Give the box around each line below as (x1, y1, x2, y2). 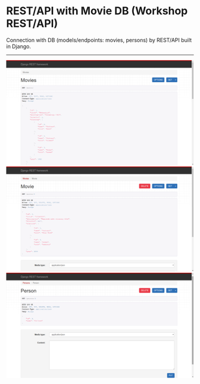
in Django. (6, 43, 32, 50)
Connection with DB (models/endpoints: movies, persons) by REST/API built (6, 36, 192, 43)
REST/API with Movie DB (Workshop (6, 4, 188, 18)
